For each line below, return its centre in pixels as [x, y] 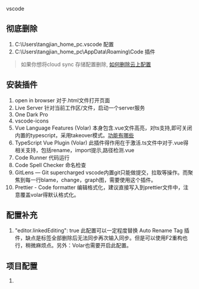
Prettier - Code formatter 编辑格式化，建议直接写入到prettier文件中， [99, 187]
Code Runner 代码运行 [42, 158]
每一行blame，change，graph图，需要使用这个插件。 [91, 180]
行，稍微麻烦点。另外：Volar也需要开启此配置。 [73, 246]
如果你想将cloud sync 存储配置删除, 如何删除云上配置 [86, 64]
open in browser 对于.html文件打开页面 [62, 100]
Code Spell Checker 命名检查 [50, 165]
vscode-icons [32, 121]
